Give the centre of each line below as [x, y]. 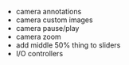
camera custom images [54, 20]
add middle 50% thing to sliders [68, 45]
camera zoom [38, 36]
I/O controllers [39, 54]
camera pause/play [47, 28]
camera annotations [49, 11]
